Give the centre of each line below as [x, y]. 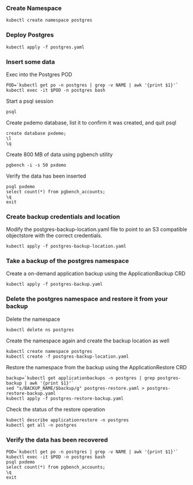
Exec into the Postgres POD [39, 74]
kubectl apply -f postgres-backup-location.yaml [66, 247]
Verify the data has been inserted [46, 176]
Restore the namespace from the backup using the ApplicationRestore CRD [96, 367]
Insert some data [31, 61]
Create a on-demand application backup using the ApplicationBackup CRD [96, 273]
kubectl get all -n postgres [41, 425]
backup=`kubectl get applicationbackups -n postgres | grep [81, 378]
